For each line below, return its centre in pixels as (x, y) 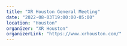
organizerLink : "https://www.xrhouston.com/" (64, 34)
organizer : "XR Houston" (37, 28)
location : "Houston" (32, 23)
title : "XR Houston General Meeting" (53, 12)
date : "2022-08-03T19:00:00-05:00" (51, 17)
